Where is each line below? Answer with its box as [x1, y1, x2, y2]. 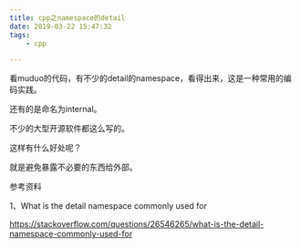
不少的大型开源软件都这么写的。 [9, 123, 130, 134]
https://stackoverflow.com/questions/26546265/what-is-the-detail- [9, 219, 265, 230]
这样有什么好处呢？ [9, 142, 82, 153]
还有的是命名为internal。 [9, 104, 102, 115]
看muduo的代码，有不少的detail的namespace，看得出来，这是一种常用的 [9, 73, 285, 84]
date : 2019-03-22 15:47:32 [9, 22, 112, 31]
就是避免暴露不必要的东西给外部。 [9, 161, 138, 173]
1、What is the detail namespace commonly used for [9, 201, 208, 212]
